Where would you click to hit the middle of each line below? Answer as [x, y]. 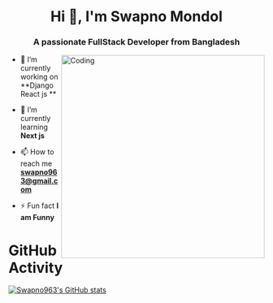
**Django [37, 85]
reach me [36, 164]
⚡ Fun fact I [39, 206]
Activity [36, 268]
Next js [32, 136]
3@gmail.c [39, 181]
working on [39, 77]
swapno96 [39, 172]
